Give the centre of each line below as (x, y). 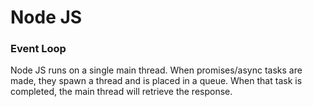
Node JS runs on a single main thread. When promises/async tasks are (156, 70)
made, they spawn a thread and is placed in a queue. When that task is (156, 81)
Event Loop (38, 49)
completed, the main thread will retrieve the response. (121, 92)
